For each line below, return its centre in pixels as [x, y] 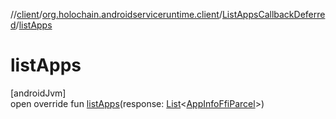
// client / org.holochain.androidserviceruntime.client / [116, 14]
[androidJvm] [38, 93]
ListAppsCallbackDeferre [273, 14]
